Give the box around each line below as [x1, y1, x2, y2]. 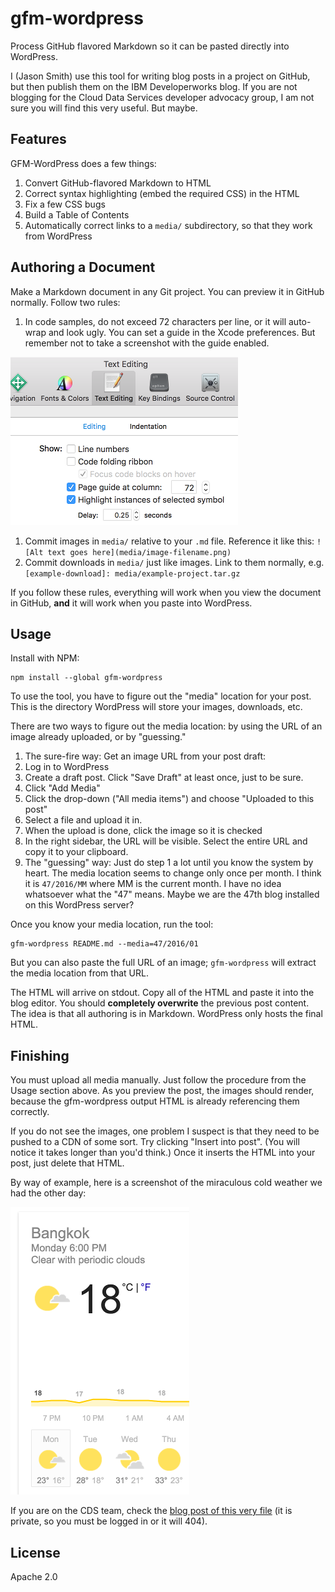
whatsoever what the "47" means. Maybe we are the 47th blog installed [24, 888, 320, 901]
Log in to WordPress [24, 761, 110, 773]
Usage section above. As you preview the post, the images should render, [10, 1085, 315, 1097]
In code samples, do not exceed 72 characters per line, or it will [24, 315, 287, 327]
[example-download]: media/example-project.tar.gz [24, 568, 241, 579]
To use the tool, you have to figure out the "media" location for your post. [10, 690, 312, 702]
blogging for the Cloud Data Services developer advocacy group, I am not [10, 91, 315, 103]
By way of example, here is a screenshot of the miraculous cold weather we [10, 1177, 323, 1189]
